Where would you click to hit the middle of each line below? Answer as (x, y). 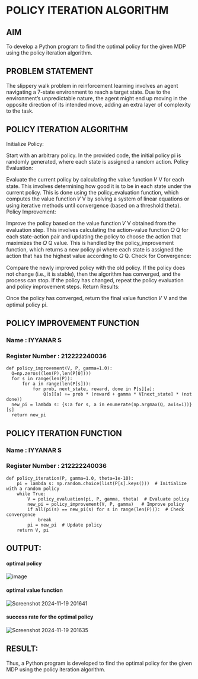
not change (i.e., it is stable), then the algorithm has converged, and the (93, 274)
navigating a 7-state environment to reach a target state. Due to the (88, 92)
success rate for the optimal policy (50, 617)
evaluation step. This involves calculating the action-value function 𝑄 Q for (97, 229)
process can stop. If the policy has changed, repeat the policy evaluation (95, 280)
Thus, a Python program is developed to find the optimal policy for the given (99, 663)
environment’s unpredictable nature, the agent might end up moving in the (97, 98)
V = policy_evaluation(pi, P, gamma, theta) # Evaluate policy (108, 499)
